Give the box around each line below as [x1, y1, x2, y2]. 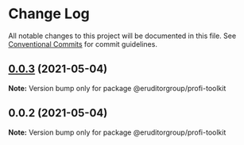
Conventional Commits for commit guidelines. [8, 39, 157, 48]
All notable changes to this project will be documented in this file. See [8, 31, 237, 40]
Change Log [8, 5, 90, 23]
